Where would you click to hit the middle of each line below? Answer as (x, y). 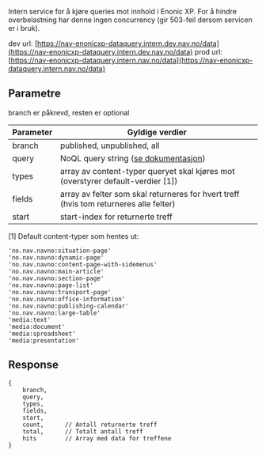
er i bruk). (24, 28)
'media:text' (30, 319)
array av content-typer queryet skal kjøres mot (147, 171)
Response (34, 365)
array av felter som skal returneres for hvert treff (150, 194)
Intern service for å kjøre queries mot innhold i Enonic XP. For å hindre (123, 11)
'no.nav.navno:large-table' (55, 313)
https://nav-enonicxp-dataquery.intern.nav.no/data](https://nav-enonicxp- (132, 60)
